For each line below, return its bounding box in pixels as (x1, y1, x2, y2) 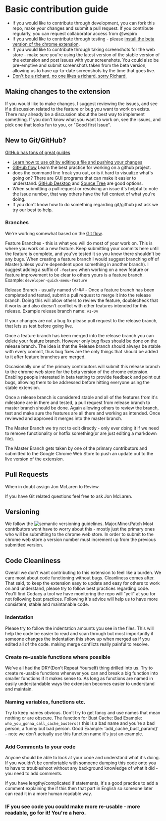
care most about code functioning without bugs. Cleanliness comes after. (5, 575, 155, 581)
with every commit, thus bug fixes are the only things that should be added (5, 348, 158, 354)
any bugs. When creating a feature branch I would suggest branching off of (5, 256, 160, 262)
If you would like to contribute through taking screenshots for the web (12, 46, 155, 52)
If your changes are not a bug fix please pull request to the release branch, (5, 317, 158, 323)
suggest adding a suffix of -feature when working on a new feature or (5, 267, 149, 273)
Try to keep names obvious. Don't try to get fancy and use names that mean (5, 710, 161, 716)
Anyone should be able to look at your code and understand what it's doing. (5, 755, 160, 761)
